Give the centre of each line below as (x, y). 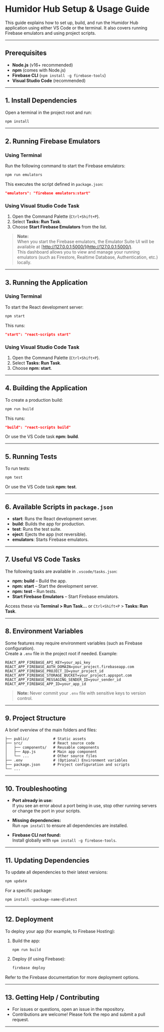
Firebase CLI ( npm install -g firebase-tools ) (59, 75)
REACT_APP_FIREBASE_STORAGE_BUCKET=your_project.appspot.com (69, 675)
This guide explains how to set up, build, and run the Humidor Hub (72, 23)
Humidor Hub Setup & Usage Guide (77, 9)
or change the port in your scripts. (47, 811)
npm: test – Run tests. (34, 591)
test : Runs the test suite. (37, 529)
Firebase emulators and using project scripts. (51, 33)
